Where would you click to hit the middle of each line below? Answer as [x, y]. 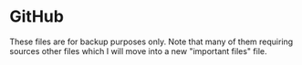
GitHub [36, 17]
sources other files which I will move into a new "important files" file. [138, 51]
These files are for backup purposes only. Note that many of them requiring [151, 42]
